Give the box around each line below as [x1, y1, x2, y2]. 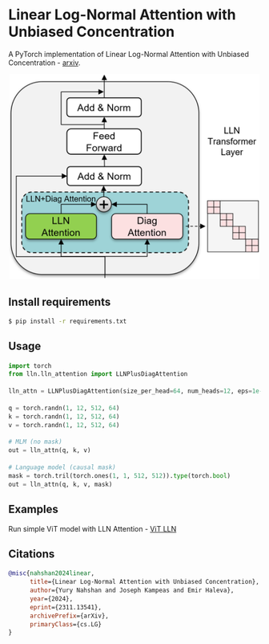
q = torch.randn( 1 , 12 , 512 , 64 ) [8, 404, 120, 412]
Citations [8, 547, 55, 560]
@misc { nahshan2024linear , [8, 569, 94, 577]
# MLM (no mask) [8, 438, 62, 446]
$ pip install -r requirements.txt [8, 317, 127, 325]
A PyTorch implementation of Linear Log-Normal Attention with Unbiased [8, 49, 250, 59]
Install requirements [8, 295, 111, 308]
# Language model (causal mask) [8, 463, 116, 471]
